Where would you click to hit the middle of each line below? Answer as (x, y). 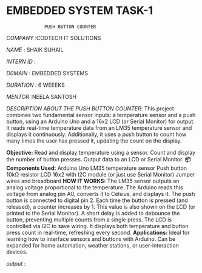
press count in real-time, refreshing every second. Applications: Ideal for (98, 232)
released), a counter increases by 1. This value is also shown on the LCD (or (101, 206)
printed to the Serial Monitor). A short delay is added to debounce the (93, 213)
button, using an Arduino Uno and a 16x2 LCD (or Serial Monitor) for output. (101, 121)
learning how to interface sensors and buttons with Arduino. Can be (91, 239)
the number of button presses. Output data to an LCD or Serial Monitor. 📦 (99, 159)
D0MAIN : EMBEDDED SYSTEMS (47, 73)
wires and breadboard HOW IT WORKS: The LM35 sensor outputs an (93, 181)
